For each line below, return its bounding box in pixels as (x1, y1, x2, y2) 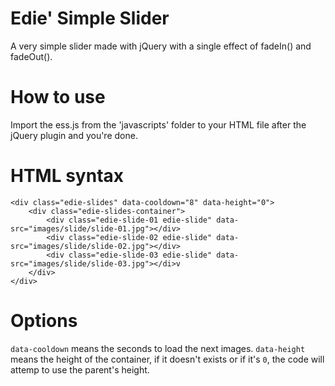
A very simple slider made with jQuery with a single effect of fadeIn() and (10, 40, 312, 52)
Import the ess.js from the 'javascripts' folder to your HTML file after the (10, 118, 307, 131)
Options (10, 310, 78, 332)
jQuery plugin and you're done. (10, 129, 138, 141)
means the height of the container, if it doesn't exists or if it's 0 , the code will (10, 353, 325, 365)
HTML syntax (10, 165, 125, 187)
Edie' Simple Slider (10, 7, 170, 30)
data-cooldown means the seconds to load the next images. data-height (10, 342, 306, 354)
